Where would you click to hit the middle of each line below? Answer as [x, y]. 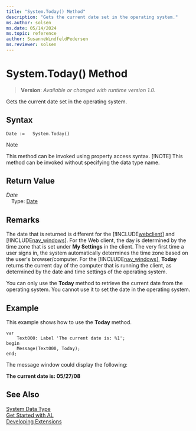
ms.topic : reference [32, 34]
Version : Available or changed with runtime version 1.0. [88, 90]
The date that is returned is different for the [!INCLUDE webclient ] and [91, 234]
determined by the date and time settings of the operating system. [86, 272]
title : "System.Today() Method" [46, 12]
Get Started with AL [30, 415]
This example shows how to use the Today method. [69, 322]
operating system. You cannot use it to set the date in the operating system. [98, 289]
